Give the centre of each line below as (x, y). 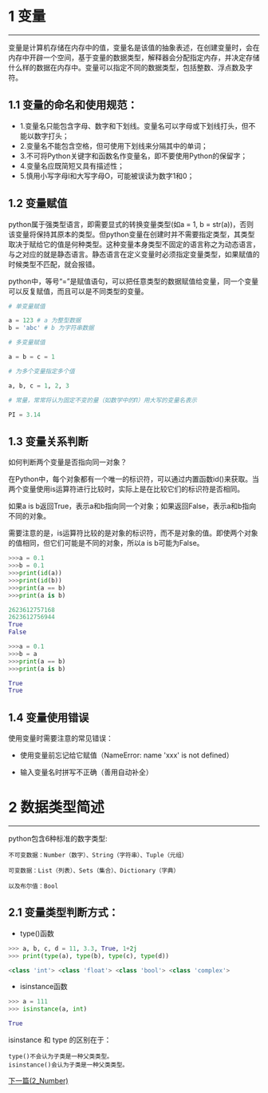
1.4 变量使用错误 (49, 717)
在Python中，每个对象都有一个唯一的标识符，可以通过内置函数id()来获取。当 (134, 479)
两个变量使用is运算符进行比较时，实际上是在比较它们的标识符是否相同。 (126, 489)
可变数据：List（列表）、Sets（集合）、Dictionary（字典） (94, 871)
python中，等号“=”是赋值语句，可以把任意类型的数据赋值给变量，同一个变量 (134, 281)
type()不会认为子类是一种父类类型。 (61, 1057)
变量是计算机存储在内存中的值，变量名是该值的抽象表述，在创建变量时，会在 (134, 47)
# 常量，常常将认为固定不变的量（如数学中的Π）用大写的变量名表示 (103, 400)
